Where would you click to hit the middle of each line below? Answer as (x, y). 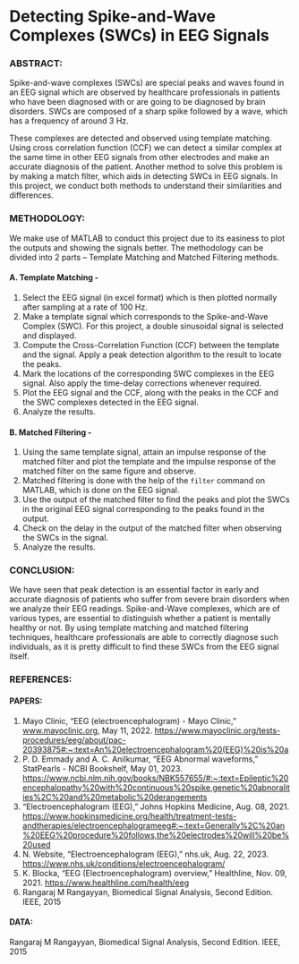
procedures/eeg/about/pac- (74, 739)
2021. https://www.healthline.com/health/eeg (106, 883)
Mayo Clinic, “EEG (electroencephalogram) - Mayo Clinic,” (129, 721)
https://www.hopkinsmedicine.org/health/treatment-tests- (129, 815)
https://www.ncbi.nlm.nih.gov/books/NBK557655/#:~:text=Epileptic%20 (155, 778)
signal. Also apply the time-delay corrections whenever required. (142, 383)
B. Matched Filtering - (51, 432)
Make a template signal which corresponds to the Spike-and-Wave (145, 316)
